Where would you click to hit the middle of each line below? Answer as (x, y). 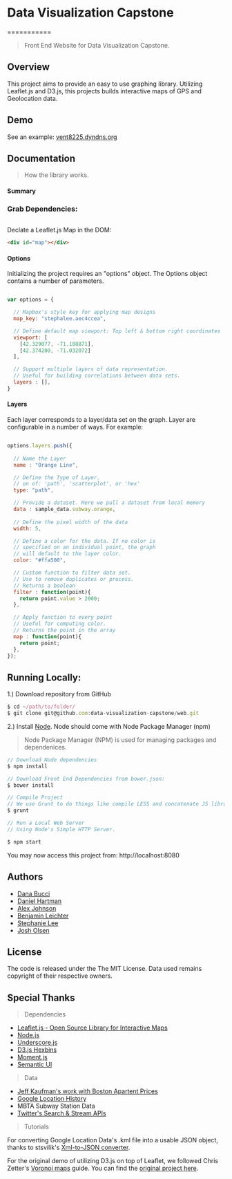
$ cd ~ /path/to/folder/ (41, 707)
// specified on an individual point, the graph (85, 548)
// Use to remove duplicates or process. (74, 579)
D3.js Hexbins (37, 1050)
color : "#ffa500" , (40, 560)
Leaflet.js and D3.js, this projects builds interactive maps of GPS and (105, 91)
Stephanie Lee (38, 923)
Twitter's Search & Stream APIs (61, 1113)
